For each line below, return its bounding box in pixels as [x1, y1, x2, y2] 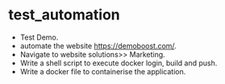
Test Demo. [19, 32, 59, 42]
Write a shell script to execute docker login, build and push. [19, 58, 218, 68]
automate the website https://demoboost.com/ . [19, 40, 177, 50]
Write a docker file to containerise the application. [19, 66, 186, 76]
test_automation [8, 6, 121, 24]
